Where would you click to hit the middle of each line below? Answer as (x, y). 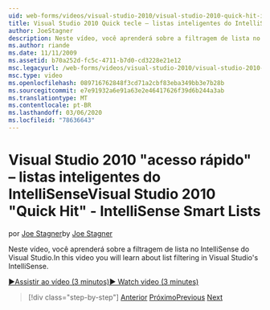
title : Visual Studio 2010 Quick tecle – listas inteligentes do (120, 23)
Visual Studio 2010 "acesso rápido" (130, 160)
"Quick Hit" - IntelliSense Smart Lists (135, 212)
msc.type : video (35, 75)
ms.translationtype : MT (48, 98)
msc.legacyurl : (34, 68)
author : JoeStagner (41, 31)
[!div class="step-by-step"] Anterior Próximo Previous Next (125, 297)
